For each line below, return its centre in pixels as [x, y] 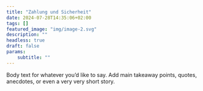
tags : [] [17, 23]
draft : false [23, 46]
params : [16, 52]
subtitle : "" [34, 57]
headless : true [26, 40]
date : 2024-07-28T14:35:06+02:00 [49, 18]
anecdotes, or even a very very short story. [61, 81]
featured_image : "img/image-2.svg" [52, 29]
